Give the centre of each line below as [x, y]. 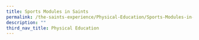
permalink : [20, 17]
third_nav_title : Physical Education [53, 28]
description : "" [26, 22]
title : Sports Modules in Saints [47, 11]
